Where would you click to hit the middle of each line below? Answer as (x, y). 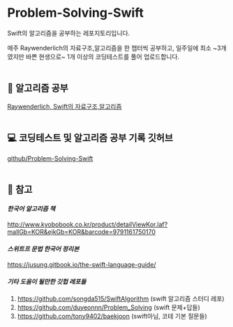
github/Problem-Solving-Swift (50, 158)
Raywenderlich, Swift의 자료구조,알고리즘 (65, 106)
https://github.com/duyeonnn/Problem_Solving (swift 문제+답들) (109, 307)
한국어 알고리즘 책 (31, 208)
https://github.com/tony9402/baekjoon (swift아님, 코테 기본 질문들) (112, 316)
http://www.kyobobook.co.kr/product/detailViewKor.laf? (88, 224)
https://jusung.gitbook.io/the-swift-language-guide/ (82, 265)
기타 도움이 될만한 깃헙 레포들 (47, 282)
